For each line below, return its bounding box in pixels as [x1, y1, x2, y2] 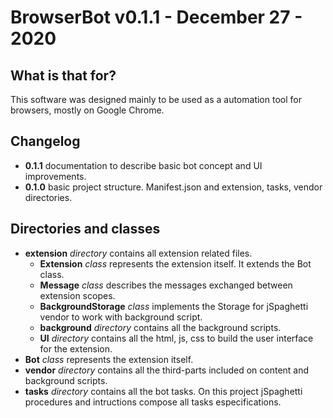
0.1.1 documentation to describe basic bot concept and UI [24, 159, 263, 171]
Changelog [10, 133, 81, 150]
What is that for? [10, 67, 117, 84]
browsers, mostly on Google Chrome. [10, 104, 165, 116]
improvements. [24, 170, 87, 182]
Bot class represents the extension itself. [24, 353, 194, 365]
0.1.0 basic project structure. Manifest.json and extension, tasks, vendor [24, 181, 323, 193]
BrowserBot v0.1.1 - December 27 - [10, 6, 303, 29]
